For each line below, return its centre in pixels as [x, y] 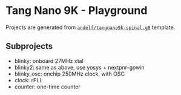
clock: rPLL [28, 80]
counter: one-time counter [48, 87]
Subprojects [29, 46]
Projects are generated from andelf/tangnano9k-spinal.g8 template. [90, 27]
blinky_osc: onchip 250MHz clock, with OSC [70, 74]
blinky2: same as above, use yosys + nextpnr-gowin [79, 67]
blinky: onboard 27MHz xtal [49, 61]
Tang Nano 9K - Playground [77, 11]
